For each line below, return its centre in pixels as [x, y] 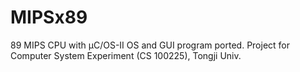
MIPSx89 [49, 17]
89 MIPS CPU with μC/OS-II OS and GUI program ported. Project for [150, 45]
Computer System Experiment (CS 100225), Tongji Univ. [126, 55]
